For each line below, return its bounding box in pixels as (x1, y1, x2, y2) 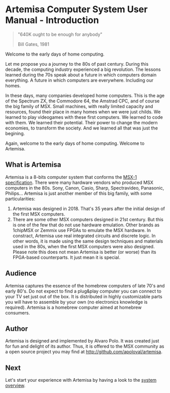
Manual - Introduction (5, 14, 99, 26)
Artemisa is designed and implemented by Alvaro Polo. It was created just (5, 338, 159, 344)
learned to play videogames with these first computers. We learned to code (5, 114, 163, 120)
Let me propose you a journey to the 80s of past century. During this (5, 61, 149, 67)
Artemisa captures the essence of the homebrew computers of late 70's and (5, 282, 165, 289)
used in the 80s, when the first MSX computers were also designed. (12, 243, 155, 249)
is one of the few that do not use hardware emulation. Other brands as (12, 222, 160, 228)
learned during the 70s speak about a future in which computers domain (5, 71, 157, 77)
